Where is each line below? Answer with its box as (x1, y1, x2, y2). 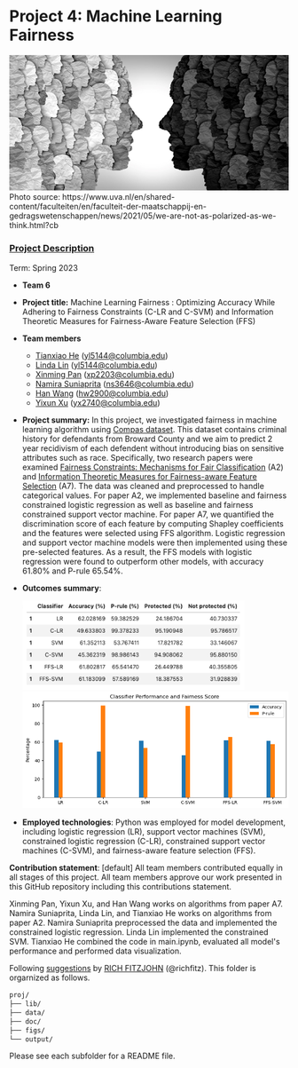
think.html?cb (9, 220, 59, 231)
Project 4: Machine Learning (9, 6, 223, 27)
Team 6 (21, 280, 51, 290)
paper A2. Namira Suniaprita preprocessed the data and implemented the (9, 917, 278, 929)
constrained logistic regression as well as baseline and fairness (21, 499, 255, 510)
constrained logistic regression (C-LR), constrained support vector (21, 836, 266, 847)
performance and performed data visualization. (9, 945, 182, 956)
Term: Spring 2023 (9, 262, 78, 273)
